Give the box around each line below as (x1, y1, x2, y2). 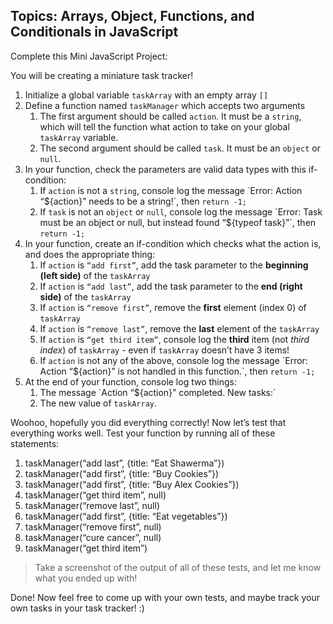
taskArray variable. (39, 131, 119, 143)
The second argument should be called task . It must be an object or (39, 142, 321, 154)
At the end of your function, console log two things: (24, 375, 238, 388)
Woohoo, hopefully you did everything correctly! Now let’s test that (10, 416, 287, 428)
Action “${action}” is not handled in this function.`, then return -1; (39, 365, 316, 377)
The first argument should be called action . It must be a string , (39, 110, 302, 122)
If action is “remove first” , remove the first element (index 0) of (39, 301, 307, 313)
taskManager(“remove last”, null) (24, 499, 160, 511)
